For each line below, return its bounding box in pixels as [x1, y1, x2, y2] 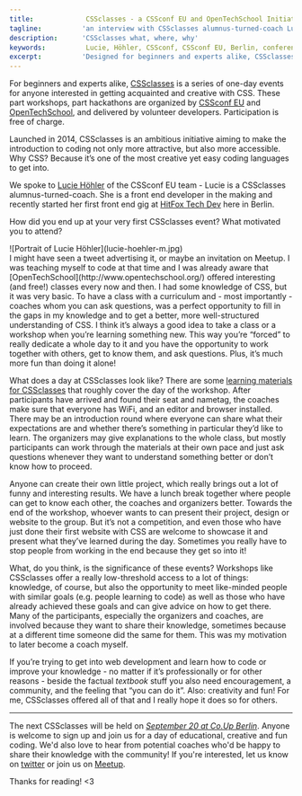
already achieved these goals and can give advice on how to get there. [9, 601, 271, 612]
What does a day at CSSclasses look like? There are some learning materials [9, 376, 293, 386]
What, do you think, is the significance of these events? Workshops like [9, 562, 274, 574]
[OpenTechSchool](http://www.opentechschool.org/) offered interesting [9, 272, 276, 283]
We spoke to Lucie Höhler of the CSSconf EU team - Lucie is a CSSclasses [9, 180, 286, 190]
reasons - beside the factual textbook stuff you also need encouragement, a [9, 676, 292, 686]
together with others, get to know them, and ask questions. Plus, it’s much [9, 349, 283, 359]
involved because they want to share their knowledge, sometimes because [9, 620, 287, 631]
